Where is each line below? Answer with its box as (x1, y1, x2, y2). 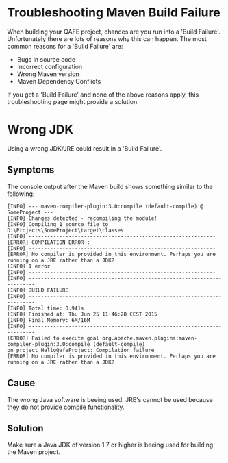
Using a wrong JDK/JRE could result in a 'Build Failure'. (7, 144, 162, 152)
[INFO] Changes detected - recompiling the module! (7, 214, 157, 222)
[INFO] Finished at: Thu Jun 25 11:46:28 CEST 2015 (7, 310, 157, 318)
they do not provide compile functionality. (7, 403, 125, 411)
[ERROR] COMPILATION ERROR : (7, 238, 90, 246)
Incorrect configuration (16, 62, 83, 71)
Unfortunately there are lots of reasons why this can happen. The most (7, 34, 207, 42)
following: (7, 190, 35, 198)
